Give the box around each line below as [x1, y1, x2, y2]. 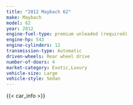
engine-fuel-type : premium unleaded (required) [6, 31, 128, 37]
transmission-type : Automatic [6, 48, 82, 54]
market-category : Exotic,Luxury [6, 64, 87, 71]
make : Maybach [6, 14, 42, 20]
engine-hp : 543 [6, 37, 45, 43]
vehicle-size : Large [6, 70, 58, 76]
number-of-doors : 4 [6, 59, 55, 65]
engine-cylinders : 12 [6, 43, 61, 49]
